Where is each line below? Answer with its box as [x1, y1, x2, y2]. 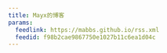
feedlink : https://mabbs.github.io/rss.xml [15, 26, 159, 34]
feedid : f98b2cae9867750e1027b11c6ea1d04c [15, 33, 156, 41]
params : [8, 19, 34, 26]
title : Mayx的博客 [8, 11, 65, 19]
